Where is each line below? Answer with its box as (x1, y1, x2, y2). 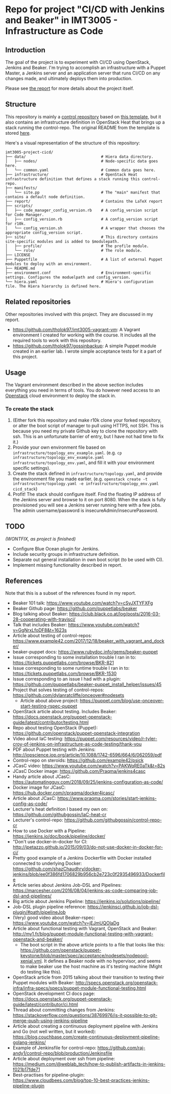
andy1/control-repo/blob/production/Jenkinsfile (12, 1050, 112, 1056)
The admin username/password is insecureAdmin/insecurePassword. (12, 507, 159, 514)
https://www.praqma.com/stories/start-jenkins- (57, 795, 157, 801)
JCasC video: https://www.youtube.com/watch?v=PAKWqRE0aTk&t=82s (12, 763, 165, 769)
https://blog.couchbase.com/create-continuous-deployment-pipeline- (12, 1034, 160, 1040)
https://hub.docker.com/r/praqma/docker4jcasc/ (12, 790, 115, 796)
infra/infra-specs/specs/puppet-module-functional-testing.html (12, 985, 147, 991)
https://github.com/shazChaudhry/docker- (12, 866, 102, 872)
